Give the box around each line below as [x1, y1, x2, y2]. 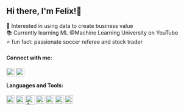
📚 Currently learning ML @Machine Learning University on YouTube [6, 29, 179, 36]
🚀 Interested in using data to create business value [6, 22, 133, 29]
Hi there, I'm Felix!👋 [6, 6, 82, 16]
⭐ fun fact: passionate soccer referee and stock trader [6, 38, 143, 45]
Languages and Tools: [6, 81, 64, 89]
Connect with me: [6, 54, 53, 61]
